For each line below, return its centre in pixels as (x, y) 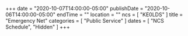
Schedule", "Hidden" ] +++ (38, 27)
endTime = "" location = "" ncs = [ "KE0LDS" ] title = (120, 15)
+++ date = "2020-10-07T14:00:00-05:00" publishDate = (74, 8)
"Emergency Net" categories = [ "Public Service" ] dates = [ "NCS (85, 21)
